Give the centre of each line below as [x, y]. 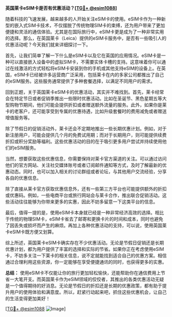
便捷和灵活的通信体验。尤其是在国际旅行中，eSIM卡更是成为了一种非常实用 [85, 32]
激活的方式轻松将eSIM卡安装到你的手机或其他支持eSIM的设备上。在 [90, 68]
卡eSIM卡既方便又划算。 [31, 232]
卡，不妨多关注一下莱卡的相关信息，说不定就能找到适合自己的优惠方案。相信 [86, 255]
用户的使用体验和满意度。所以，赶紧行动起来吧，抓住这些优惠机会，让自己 [88, 292]
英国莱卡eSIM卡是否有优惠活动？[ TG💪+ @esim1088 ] [61, 8]
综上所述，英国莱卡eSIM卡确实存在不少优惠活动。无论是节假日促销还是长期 [85, 243]
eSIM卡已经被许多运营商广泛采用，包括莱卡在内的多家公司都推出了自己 [89, 75]
